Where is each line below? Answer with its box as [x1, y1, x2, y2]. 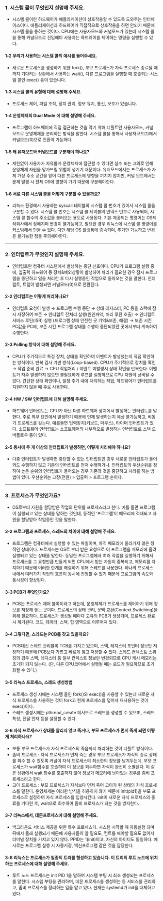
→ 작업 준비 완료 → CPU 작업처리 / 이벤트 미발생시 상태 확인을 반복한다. [12, 366, 148, 372]
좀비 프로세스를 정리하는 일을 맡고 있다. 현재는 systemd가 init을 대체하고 [18, 884, 155, 891]
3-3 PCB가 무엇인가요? [5, 589, 49, 595]
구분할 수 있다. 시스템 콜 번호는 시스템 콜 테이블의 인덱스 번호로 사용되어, [12, 209, 149, 215]
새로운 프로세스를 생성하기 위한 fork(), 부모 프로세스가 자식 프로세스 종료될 [12, 64, 153, 70]
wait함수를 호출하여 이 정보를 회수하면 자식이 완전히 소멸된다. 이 [29, 763, 150, 769]
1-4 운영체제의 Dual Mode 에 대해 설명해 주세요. [5, 113, 96, 119]
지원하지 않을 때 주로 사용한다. [12, 384, 69, 390]
